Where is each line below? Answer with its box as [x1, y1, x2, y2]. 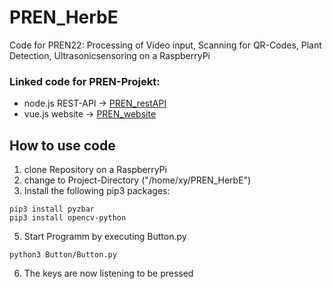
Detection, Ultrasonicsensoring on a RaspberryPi [9, 49, 211, 61]
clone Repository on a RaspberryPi [23, 164, 167, 176]
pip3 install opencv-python [9, 213, 127, 223]
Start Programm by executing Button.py [23, 231, 187, 243]
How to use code [9, 137, 116, 154]
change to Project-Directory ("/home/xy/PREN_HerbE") [23, 174, 252, 186]
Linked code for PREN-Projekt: [9, 74, 161, 88]
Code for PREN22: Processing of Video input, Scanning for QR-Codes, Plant [9, 39, 322, 51]
